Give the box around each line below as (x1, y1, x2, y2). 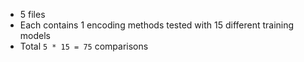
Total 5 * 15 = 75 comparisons (19, 40, 149, 52)
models (19, 30, 51, 41)
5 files (19, 9, 46, 20)
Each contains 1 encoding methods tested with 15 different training (19, 19, 295, 31)
